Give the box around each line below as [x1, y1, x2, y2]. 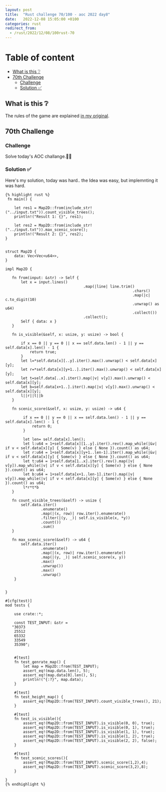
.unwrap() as [132, 301, 160, 306]
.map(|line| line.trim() [83, 284, 135, 289]
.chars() [132, 288, 151, 293]
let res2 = [14, 223, 37, 228]
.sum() [40, 524, 55, 529]
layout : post [5, 7, 32, 12]
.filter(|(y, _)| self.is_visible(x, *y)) [40, 515, 131, 521]
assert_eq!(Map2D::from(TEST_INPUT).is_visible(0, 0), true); [23, 721, 155, 726]
